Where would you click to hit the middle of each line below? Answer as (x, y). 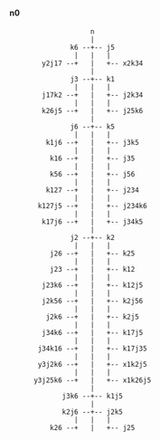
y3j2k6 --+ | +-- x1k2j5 (92, 365)
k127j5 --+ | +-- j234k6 (92, 206)
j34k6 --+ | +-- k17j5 (93, 333)
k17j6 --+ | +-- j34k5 (93, 222)
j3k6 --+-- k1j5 (93, 397)
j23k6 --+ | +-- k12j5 (93, 285)
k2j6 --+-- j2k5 (93, 412)
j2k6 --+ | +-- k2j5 (93, 317)
